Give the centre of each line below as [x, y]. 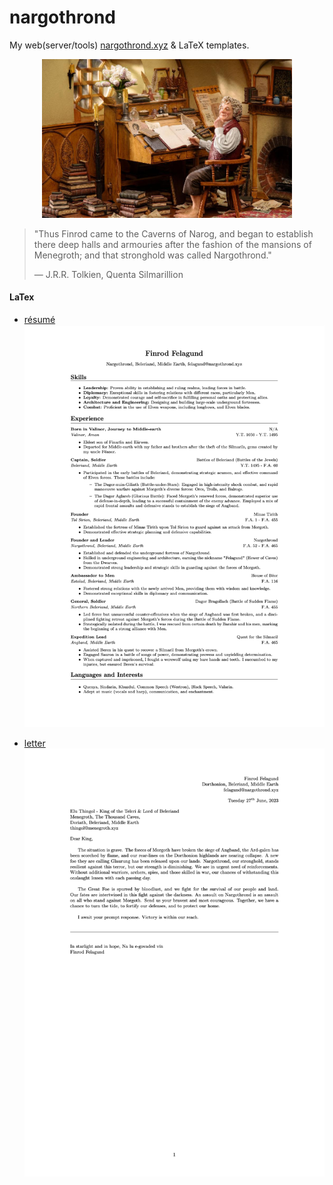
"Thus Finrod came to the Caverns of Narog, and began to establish [173, 233]
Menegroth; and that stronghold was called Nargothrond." [152, 255]
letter [34, 743]
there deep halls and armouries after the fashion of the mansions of [172, 244]
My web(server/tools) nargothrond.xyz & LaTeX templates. [129, 45]
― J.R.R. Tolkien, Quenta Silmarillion [108, 274]
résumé [39, 320]
